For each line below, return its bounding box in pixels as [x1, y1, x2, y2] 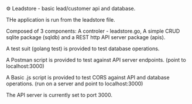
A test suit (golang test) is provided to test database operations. [6, 45, 160, 52]
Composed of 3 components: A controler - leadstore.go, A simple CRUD [6, 27, 180, 34]
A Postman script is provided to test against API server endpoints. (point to [6, 57, 186, 63]
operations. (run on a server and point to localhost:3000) [6, 80, 143, 87]
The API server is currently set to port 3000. [6, 92, 113, 98]
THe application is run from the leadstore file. [6, 16, 115, 23]
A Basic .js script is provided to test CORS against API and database [6, 74, 170, 81]
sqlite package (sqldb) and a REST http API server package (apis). [6, 34, 166, 40]
